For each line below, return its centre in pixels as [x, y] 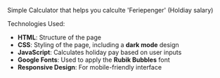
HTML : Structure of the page [59, 37]
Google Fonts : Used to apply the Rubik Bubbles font [93, 60]
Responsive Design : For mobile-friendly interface [90, 67]
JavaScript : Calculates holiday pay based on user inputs [99, 52]
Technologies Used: [36, 24]
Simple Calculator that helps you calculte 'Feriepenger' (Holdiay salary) [110, 10]
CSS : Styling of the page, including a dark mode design [98, 45]
